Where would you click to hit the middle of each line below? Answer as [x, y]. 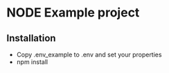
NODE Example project [73, 13]
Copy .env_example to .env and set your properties [89, 54]
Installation [31, 38]
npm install [32, 62]
